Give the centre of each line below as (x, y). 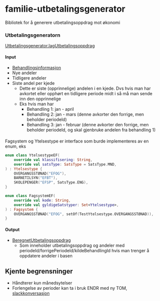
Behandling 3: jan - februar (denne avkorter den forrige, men (88, 125)
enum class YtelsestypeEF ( (32, 155)
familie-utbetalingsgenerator (65, 9)
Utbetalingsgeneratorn (33, 35)
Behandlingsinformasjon (37, 68)
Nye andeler (24, 73)
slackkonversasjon (31, 293)
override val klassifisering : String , (53, 160)
